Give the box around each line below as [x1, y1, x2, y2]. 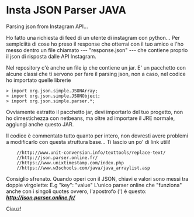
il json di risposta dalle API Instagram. [6, 53, 96, 60]
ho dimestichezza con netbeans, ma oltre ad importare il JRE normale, [6, 115, 175, 122]
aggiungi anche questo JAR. [6, 120, 74, 128]
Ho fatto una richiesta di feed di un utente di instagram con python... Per [6, 34, 180, 41]
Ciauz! [6, 205, 22, 212]
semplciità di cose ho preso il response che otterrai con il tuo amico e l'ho [6, 40, 184, 47]
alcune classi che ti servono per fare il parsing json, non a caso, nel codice [6, 70, 186, 77]
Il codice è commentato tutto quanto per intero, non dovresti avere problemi [6, 132, 189, 139]
